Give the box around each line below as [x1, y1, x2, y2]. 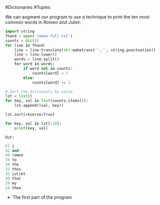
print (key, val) [14, 125, 49, 130]
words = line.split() [14, 57, 59, 62]
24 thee [5, 185, 22, 190]
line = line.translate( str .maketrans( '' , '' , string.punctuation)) [14, 47, 156, 52]
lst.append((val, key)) [14, 103, 64, 108]
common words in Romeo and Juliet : [5, 19, 81, 25]
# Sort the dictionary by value [5, 89, 73, 94]
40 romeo [5, 152, 24, 158]
